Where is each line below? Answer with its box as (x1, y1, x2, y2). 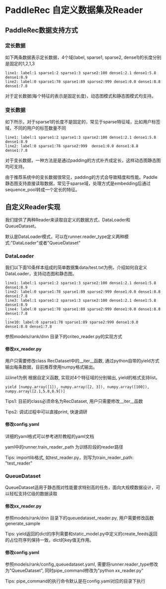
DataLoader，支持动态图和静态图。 (5, 271, 77, 277)
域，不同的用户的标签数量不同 (5, 125, 66, 131)
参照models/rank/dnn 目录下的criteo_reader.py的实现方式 (5, 334, 122, 340)
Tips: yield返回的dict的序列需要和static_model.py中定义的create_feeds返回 (5, 531, 158, 537)
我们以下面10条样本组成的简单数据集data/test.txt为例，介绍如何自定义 (5, 264, 148, 270)
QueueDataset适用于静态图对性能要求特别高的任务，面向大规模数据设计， (5, 484, 156, 490)
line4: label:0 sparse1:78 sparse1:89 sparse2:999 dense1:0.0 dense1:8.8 (5, 307, 161, 312)
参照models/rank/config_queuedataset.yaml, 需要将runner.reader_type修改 (5, 561, 159, 568)
